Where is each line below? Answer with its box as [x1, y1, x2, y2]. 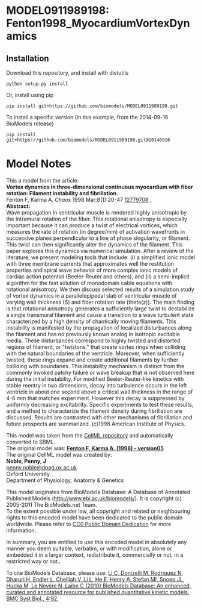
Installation [6, 53, 49, 63]
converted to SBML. [6, 438, 56, 445]
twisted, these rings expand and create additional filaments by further [6, 356, 179, 363]
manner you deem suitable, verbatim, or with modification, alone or [6, 545, 172, 552]
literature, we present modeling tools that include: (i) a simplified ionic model [6, 254, 196, 261]
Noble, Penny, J [6, 457, 46, 465]
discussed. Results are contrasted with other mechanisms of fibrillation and [6, 413, 193, 421]
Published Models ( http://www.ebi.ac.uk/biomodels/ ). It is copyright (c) [6, 495, 182, 502]
